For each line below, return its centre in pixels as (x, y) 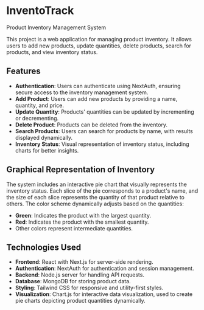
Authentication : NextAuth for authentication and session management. (104, 269)
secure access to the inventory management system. (82, 92)
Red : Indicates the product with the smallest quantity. (82, 222)
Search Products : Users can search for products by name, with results (104, 131)
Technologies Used (44, 247)
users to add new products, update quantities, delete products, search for (99, 46)
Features (23, 71)
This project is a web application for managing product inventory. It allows (99, 39)
